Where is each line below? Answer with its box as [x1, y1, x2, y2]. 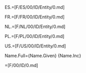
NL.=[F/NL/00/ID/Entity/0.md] [4, 23, 66, 29]
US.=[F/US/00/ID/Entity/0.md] [4, 43, 66, 49]
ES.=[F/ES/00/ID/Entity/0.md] [4, 4, 65, 10]
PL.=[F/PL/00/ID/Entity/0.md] [4, 33, 65, 39]
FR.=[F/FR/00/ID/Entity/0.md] [4, 14, 65, 19]
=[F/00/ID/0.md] [4, 62, 38, 68]
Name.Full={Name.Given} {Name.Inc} [4, 52, 82, 58]
